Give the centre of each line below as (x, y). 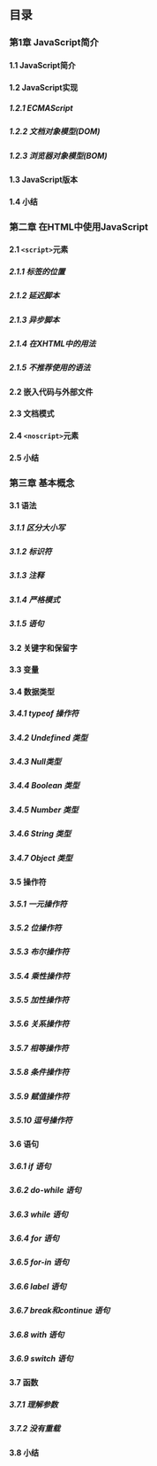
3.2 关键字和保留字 (43, 647)
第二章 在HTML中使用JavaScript (78, 226)
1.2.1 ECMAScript (41, 108)
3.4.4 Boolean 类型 (45, 786)
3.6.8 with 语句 (37, 1334)
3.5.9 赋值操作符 (39, 1096)
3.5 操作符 (28, 882)
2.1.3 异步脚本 (34, 319)
